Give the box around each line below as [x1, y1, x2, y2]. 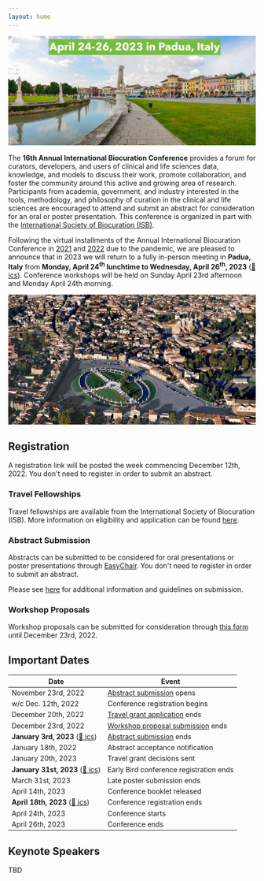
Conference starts [107, 809, 167, 818]
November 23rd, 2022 [11, 688, 85, 697]
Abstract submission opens [107, 688, 196, 697]
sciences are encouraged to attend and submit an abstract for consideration [8, 203, 255, 213]
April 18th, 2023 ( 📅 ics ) [11, 797, 90, 807]
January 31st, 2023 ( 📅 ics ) [11, 764, 101, 774]
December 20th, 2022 [11, 710, 85, 719]
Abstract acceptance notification [107, 743, 214, 753]
